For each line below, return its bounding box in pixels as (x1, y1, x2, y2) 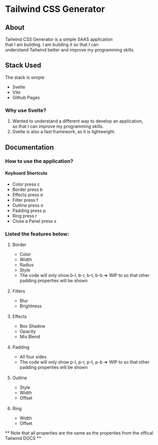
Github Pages (12, 94, 40, 100)
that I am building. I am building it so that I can (5, 42, 99, 48)
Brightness (19, 303, 42, 309)
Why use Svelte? (5, 107, 46, 113)
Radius (19, 262, 34, 268)
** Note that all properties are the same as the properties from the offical (5, 430, 154, 436)
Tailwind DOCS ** (5, 435, 41, 441)
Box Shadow (19, 323, 45, 329)
